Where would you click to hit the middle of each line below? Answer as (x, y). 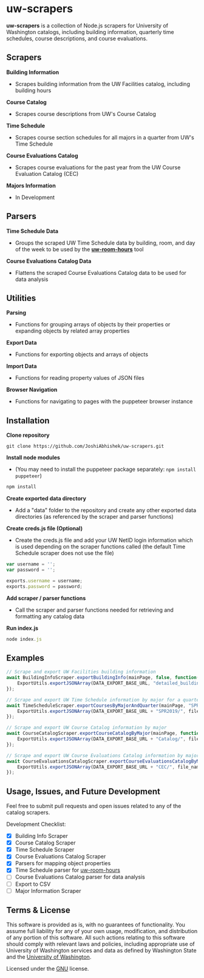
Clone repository (28, 435)
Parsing (16, 313)
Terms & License (39, 910)
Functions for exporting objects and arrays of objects (82, 354)
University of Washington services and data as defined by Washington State (101, 951)
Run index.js (22, 628)
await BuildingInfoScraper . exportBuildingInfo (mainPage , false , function (102, 678)
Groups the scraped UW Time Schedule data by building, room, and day (105, 243)
